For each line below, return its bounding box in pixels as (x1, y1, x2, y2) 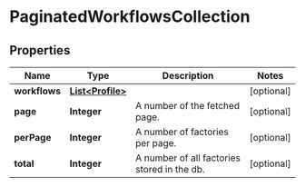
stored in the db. (135, 163, 206, 175)
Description (162, 70, 214, 82)
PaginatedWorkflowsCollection (9, 6, 251, 27)
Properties (9, 43, 71, 58)
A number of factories (135, 125, 229, 138)
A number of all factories (135, 152, 241, 164)
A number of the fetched (135, 100, 241, 112)
